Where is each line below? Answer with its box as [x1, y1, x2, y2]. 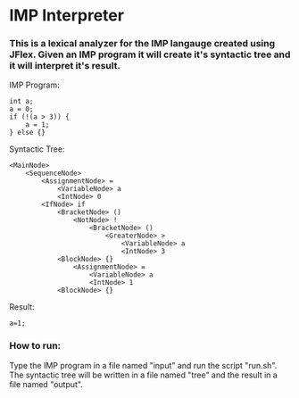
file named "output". [9, 378, 83, 389]
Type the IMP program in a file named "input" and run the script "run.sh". [9, 360, 278, 370]
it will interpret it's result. [9, 60, 120, 72]
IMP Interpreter [9, 5, 125, 26]
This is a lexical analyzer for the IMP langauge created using [9, 37, 276, 50]
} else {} [9, 129, 46, 137]
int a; [9, 97, 34, 106]
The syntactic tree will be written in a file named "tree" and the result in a [9, 369, 278, 380]
